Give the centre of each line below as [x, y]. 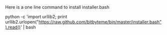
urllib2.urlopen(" [22, 22]
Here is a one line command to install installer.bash [57, 7]
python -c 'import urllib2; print [36, 17]
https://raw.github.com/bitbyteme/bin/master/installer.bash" [100, 22]
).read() [13, 27]
